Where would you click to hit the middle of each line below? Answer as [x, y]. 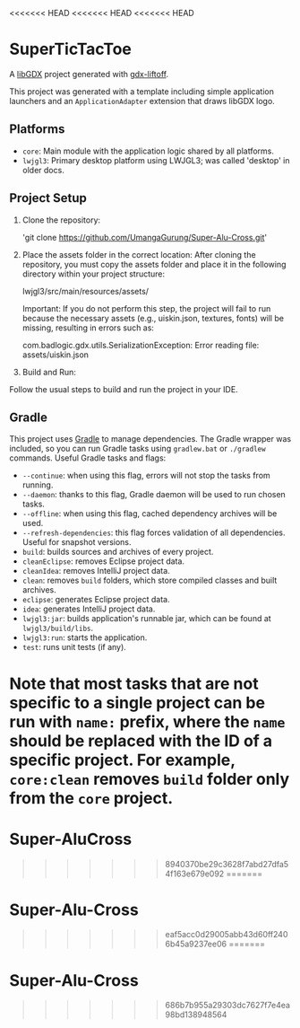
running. [38, 485]
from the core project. [91, 798]
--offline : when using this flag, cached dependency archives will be [150, 514]
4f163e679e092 [195, 874]
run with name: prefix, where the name [147, 721]
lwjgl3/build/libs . [58, 628]
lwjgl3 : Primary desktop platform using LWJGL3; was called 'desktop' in [156, 160]
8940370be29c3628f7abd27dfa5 [227, 864]
